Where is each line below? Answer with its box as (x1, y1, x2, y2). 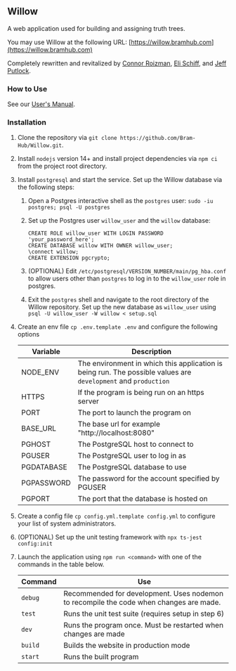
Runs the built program (63, 652, 139, 662)
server (77, 396, 100, 406)
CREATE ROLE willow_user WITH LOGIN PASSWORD (27, 230, 164, 237)
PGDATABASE (20, 462, 68, 472)
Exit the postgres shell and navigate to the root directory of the (27, 295, 209, 304)
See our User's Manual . (7, 100, 76, 108)
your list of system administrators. (17, 519, 117, 528)
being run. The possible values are (77, 367, 192, 377)
